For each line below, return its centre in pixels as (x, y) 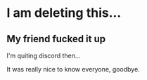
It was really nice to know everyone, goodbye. (73, 69)
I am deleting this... (64, 13)
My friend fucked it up (56, 39)
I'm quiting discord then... (44, 55)
